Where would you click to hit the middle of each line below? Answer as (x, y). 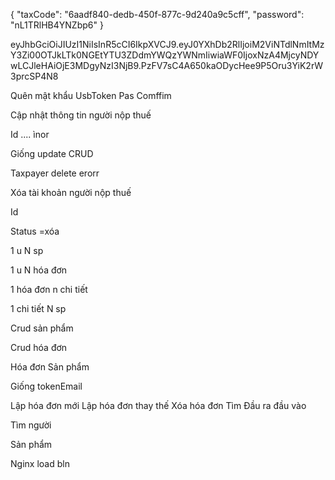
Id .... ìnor (30, 134)
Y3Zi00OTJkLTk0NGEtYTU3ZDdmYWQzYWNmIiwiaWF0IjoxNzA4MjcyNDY (165, 55)
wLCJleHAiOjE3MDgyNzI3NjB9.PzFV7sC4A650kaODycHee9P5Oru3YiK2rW (166, 65)
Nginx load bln (40, 463)
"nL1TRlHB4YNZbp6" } (57, 25)
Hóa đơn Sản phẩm (50, 367)
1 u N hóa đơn (39, 270)
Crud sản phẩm (42, 328)
